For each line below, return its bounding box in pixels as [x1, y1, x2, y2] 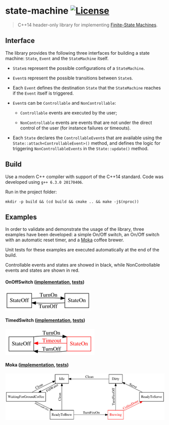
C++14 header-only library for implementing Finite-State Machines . [17, 22, 158, 28]
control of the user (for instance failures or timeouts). [20, 124, 131, 131]
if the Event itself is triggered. [12, 90, 74, 96]
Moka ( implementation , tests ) [5, 362, 69, 368]
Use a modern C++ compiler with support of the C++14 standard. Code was [5, 174, 163, 180]
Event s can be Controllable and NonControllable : [12, 100, 116, 106]
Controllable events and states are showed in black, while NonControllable [5, 262, 160, 268]
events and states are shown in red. [5, 267, 80, 273]
